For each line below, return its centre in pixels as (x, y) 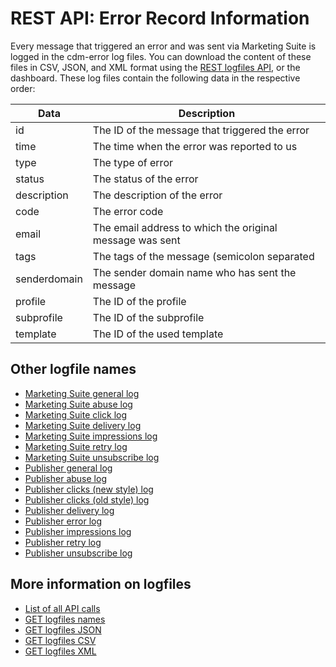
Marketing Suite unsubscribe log (92, 457)
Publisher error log (63, 521)
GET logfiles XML (60, 651)
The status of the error (145, 179)
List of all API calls (62, 608)
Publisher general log (68, 468)
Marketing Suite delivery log (83, 425)
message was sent (136, 240)
